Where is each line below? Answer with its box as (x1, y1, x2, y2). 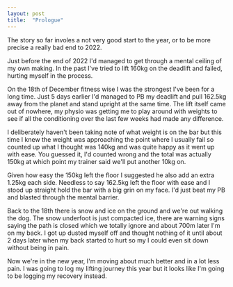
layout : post (7, 10, 45, 17)
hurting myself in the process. (7, 71, 93, 80)
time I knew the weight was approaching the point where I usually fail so (7, 135, 214, 143)
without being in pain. (7, 243, 70, 252)
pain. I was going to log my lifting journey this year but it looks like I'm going (7, 264, 225, 272)
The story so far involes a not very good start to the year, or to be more (7, 35, 211, 44)
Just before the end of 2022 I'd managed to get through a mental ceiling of (7, 56, 223, 65)
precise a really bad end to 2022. (7, 43, 102, 51)
